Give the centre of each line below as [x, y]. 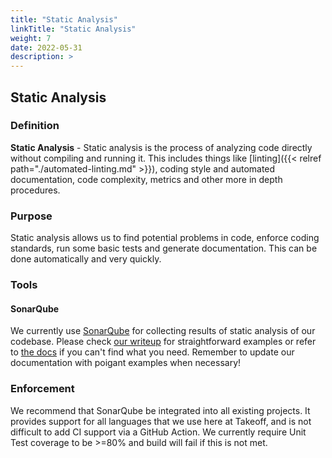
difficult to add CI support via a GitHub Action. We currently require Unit [158, 432]
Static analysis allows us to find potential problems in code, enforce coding [165, 238]
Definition [35, 126]
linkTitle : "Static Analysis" [73, 29]
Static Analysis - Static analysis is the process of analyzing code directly [161, 147]
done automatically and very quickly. [86, 259]
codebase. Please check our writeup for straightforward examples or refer [163, 342]
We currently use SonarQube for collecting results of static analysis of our [163, 331]
